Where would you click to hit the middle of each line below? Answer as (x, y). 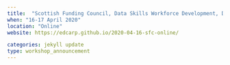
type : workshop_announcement (49, 51)
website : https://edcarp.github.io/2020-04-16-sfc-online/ (93, 32)
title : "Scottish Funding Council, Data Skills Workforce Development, (113, 13)
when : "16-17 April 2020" (44, 20)
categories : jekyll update (46, 45)
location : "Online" (35, 26)
